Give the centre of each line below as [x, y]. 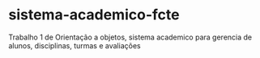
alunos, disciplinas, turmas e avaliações [75, 45]
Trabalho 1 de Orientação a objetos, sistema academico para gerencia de [130, 37]
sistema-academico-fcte [94, 15]
